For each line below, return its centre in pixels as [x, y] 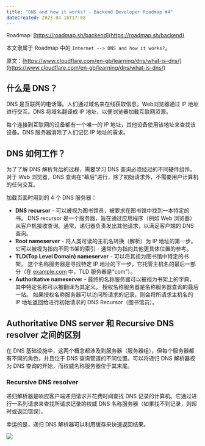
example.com [50, 272]
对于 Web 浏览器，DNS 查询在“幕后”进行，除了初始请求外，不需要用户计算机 [103, 177]
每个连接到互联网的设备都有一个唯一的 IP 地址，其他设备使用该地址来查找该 [101, 125]
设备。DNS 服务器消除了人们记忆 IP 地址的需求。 [68, 133]
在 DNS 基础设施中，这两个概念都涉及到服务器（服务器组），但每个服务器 [98, 350]
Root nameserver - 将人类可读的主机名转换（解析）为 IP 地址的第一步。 [106, 241]
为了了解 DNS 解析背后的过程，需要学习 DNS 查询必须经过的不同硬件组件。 [101, 169]
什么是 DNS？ [32, 88]
